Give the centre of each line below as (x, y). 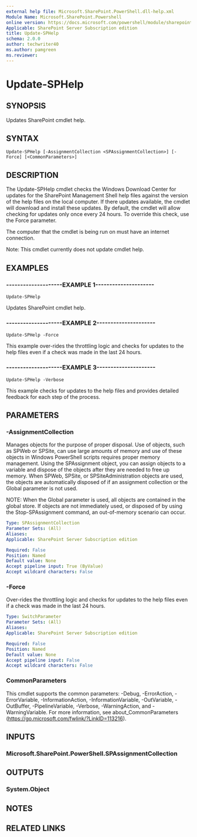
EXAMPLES (27, 268)
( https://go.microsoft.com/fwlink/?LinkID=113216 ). (66, 718)
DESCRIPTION (32, 175)
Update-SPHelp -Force (33, 335)
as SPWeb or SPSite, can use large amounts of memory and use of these (94, 451)
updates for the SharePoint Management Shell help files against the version (97, 196)
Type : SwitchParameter (34, 617)
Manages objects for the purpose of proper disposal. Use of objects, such (96, 445)
